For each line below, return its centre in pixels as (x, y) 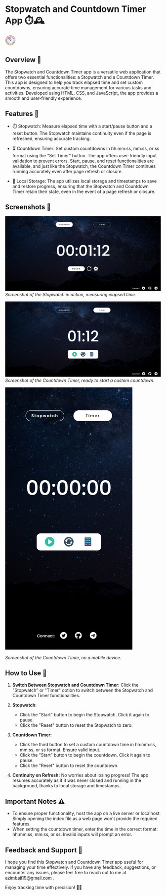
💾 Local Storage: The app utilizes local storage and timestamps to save (84, 181)
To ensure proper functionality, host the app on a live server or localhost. (86, 813)
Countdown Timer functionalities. (46, 696)
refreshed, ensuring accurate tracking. (51, 138)
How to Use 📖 (26, 673)
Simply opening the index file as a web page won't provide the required (85, 819)
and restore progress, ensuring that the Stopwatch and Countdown (81, 186)
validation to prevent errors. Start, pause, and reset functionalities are (83, 161)
